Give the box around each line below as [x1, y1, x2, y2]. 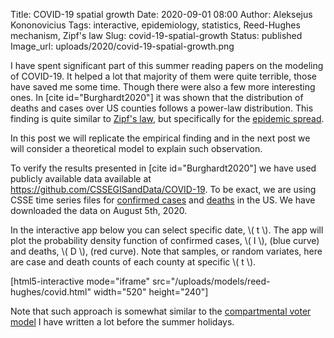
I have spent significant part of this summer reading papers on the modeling [10, 60, 324, 71]
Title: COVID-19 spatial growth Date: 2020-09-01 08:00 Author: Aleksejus [10, 9, 313, 20]
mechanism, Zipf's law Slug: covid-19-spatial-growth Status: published [10, 30, 303, 41]
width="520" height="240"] [93, 286, 209, 298]
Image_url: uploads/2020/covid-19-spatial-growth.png [10, 40, 235, 52]
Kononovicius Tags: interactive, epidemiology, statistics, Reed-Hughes [10, 19, 301, 31]
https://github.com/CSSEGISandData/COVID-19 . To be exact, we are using [10, 184, 317, 195]
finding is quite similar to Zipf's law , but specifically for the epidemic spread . [10, 113, 325, 124]
